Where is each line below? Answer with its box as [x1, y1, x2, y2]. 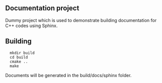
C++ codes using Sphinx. [5, 22, 58, 28]
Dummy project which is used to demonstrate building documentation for [5, 17, 157, 23]
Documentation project [5, 4, 79, 12]
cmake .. [10, 59, 28, 64]
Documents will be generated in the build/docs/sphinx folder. [5, 72, 132, 78]
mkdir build [10, 50, 35, 55]
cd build [10, 54, 28, 59]
